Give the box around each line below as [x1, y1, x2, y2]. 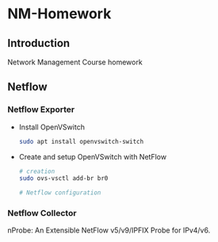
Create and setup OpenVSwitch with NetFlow [18, 152, 167, 161]
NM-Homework [7, 5, 112, 23]
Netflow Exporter [7, 104, 75, 115]
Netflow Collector [7, 208, 77, 219]
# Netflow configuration [18, 189, 101, 197]
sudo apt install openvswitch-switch [18, 137, 144, 145]
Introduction [7, 36, 71, 50]
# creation [18, 167, 55, 175]
